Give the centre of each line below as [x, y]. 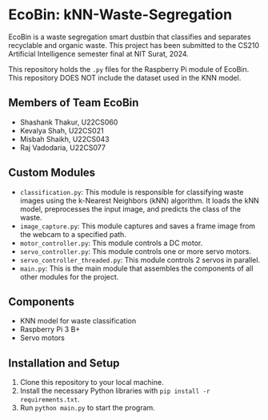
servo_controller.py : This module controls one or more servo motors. [136, 251]
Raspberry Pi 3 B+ [50, 330]
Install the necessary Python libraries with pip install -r [115, 391]
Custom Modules [52, 173]
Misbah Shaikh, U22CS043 [64, 139]
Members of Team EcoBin [74, 103]
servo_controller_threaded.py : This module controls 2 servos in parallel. [140, 260]
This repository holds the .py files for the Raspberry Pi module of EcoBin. [129, 69]
